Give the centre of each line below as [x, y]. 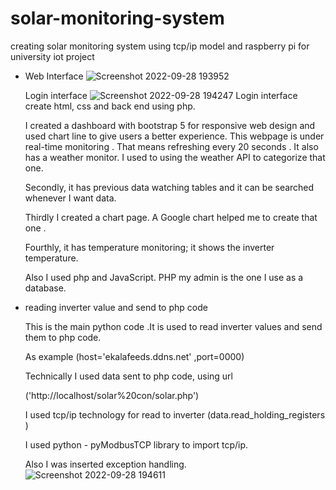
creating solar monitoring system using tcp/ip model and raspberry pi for [160, 46]
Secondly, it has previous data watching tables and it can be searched [169, 187]
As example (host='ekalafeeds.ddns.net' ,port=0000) [134, 356]
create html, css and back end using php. [110, 106]
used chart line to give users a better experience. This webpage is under [174, 136]
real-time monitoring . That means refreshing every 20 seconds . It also [171, 146]
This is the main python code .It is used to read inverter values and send [173, 326]
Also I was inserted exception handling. [105, 464]
